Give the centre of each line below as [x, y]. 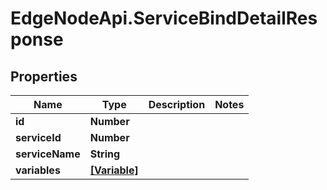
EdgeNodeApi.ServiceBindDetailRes [164, 18]
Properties [44, 76]
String [105, 154]
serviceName [48, 154]
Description [177, 104]
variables [38, 170]
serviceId [38, 137]
